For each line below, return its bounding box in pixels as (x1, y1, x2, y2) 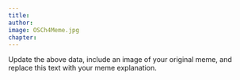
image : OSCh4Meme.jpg (8, 26, 80, 34)
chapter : (8, 33, 37, 42)
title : (8, 11, 30, 20)
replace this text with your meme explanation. (8, 64, 157, 73)
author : (8, 19, 34, 27)
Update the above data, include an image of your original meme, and (8, 55, 232, 64)
